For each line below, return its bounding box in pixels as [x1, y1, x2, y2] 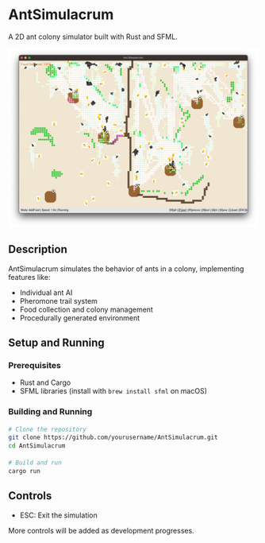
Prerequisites [8, 359, 61, 370]
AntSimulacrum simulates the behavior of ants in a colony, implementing [8, 264, 244, 273]
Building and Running [8, 406, 93, 417]
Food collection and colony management [19, 304, 153, 314]
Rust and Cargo [19, 378, 71, 387]
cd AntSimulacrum [8, 442, 66, 450]
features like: [8, 272, 51, 281]
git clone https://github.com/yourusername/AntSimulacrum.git [8, 433, 218, 442]
